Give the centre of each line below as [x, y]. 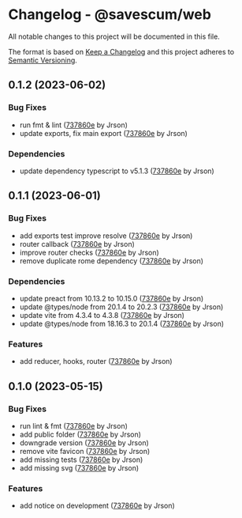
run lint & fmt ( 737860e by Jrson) [74, 425]
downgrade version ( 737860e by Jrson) [84, 442]
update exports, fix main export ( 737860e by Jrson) [103, 133]
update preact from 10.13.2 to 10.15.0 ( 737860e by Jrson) [112, 298]
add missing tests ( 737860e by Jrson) [81, 459]
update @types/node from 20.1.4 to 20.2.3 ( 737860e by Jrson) [121, 307]
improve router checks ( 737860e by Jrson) [89, 252]
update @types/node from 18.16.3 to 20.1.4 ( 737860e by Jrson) [122, 323]
